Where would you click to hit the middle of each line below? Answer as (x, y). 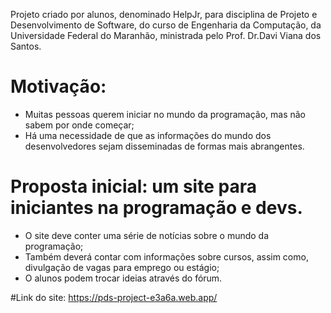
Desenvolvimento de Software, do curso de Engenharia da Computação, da (166, 25)
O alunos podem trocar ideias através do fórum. (123, 278)
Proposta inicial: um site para (133, 186)
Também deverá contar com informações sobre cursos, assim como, (166, 256)
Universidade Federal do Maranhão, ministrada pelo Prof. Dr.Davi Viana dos (166, 35)
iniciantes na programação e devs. (156, 208)
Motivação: (58, 86)
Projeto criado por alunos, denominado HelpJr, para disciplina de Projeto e (164, 14)
